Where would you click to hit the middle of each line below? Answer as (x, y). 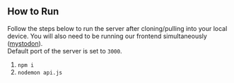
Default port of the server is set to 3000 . (65, 51)
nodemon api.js (40, 72)
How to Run (33, 12)
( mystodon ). (25, 43)
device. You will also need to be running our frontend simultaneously (107, 36)
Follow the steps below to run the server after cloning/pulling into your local (117, 28)
